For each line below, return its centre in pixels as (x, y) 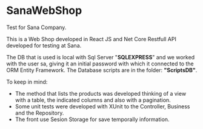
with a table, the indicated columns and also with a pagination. (93, 100)
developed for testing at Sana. (44, 45)
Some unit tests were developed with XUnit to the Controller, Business (102, 106)
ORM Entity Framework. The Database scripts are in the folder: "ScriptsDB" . (102, 70)
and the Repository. (39, 113)
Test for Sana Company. (36, 27)
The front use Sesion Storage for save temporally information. (92, 119)
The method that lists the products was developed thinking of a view (101, 93)
